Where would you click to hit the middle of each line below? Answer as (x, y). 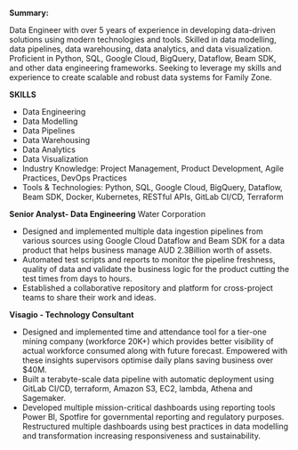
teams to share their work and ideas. (89, 297)
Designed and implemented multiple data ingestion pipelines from (143, 231)
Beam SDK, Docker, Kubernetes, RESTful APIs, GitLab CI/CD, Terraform (153, 197)
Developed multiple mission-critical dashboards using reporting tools (149, 407)
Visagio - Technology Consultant (72, 314)
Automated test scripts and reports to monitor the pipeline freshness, (149, 260)
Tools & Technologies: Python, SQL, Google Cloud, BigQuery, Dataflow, (152, 187)
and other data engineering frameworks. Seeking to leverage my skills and (145, 68)
